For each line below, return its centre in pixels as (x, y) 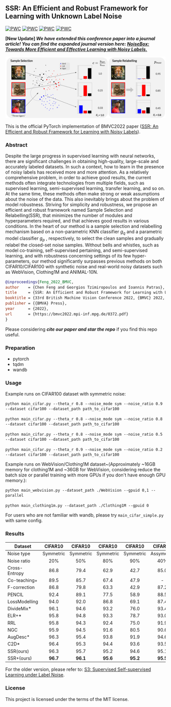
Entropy (16, 573)
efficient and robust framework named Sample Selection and (69, 210)
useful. (12, 334)
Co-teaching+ (22, 580)
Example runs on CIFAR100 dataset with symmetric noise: (66, 394)
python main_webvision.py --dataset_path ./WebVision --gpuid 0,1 (77, 491)
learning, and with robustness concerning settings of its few (68, 256)
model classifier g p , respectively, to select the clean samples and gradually (84, 239)
